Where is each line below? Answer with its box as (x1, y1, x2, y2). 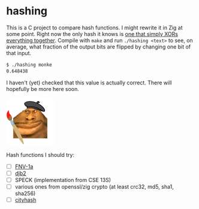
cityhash (14, 196, 37, 203)
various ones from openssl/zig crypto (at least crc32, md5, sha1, (14, 183, 174, 190)
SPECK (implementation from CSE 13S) (14, 176, 111, 183)
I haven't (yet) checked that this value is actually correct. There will (6, 79, 172, 86)
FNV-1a (14, 163, 34, 170)
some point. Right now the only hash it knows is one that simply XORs (6, 30, 179, 37)
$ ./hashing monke (6, 62, 52, 68)
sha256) (14, 190, 36, 197)
